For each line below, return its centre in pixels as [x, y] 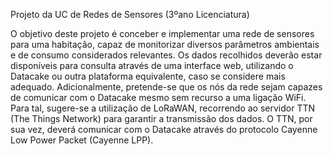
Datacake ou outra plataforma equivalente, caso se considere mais [148, 76]
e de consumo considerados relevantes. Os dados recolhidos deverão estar [166, 55]
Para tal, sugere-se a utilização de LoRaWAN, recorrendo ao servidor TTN [163, 108]
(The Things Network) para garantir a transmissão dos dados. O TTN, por [161, 118]
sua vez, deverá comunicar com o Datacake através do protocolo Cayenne [164, 129]
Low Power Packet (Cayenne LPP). [82, 140]
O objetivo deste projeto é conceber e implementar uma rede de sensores [162, 33]
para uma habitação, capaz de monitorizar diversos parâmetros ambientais [165, 44]
